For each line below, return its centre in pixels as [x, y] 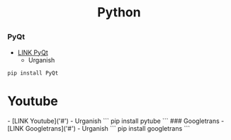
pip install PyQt [33, 73]
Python [119, 12]
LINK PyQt [33, 52]
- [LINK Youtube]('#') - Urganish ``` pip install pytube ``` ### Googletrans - [116, 121]
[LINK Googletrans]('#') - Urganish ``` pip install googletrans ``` [99, 128]
